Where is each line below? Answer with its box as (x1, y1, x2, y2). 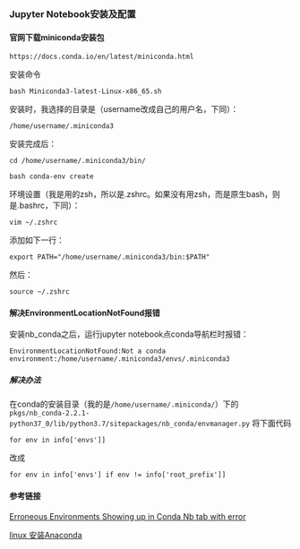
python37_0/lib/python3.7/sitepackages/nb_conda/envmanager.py (9, 419, 251, 429)
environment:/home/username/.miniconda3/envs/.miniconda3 (9, 355, 230, 364)
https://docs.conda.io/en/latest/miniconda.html (9, 52, 194, 62)
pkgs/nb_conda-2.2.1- (9, 409, 90, 418)
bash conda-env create (9, 172, 94, 181)
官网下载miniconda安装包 (9, 31, 105, 42)
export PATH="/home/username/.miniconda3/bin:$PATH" (9, 253, 210, 262)
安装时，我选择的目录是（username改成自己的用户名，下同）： (9, 104, 239, 115)
